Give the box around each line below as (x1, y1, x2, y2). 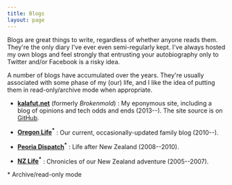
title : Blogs (7, 10, 45, 17)
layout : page (7, 17, 45, 23)
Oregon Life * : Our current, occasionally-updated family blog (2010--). (17, 127, 219, 137)
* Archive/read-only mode (7, 171, 82, 179)
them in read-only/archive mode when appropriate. (7, 86, 153, 94)
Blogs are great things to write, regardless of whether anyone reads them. (7, 35, 218, 43)
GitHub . (17, 113, 39, 121)
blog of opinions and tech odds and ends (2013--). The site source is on (17, 106, 223, 115)
